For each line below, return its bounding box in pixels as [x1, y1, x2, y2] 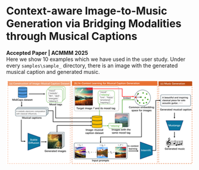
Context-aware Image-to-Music [6, 4, 167, 18]
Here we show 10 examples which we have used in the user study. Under [6, 55, 186, 63]
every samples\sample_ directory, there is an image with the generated [6, 61, 178, 69]
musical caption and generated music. [6, 68, 100, 75]
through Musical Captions [6, 30, 138, 43]
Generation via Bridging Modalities [6, 17, 182, 30]
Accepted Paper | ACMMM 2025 [6, 49, 88, 56]
